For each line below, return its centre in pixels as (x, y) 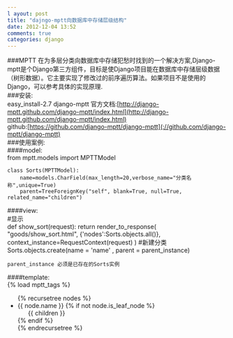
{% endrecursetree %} (50, 328)
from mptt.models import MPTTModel (62, 158)
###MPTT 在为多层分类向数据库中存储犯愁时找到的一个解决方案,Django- (112, 61)
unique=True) (38, 186)
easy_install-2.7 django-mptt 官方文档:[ (63, 104)
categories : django (36, 40)
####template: (29, 277)
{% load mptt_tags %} (39, 285)
